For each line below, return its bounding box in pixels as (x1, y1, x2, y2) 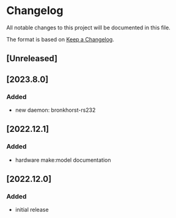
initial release (15, 206, 49, 214)
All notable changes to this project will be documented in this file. (6, 24, 171, 31)
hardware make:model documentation (15, 156, 111, 164)
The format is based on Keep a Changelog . (6, 35, 114, 43)
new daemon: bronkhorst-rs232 (15, 106, 96, 114)
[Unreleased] (6, 53, 58, 64)
